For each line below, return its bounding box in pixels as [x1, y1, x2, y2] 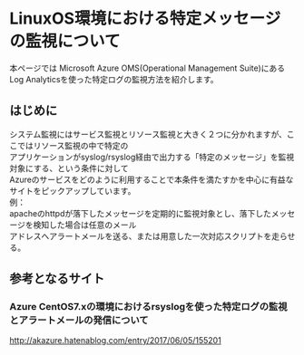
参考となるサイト [9, 271, 105, 286]
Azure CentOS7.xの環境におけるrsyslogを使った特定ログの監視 [9, 301, 288, 313]
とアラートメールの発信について [9, 314, 149, 327]
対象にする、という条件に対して [9, 162, 129, 173]
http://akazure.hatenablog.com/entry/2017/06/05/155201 [9, 335, 222, 346]
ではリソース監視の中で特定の [16, 139, 129, 150]
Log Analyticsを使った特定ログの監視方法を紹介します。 [9, 73, 220, 84]
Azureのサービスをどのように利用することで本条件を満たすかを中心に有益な [9, 174, 294, 185]
